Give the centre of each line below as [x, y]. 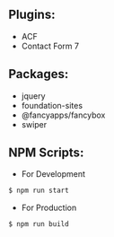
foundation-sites [52, 105]
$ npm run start [39, 191]
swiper [34, 124]
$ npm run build [39, 224]
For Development [53, 174]
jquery [33, 96]
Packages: [39, 74]
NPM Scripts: [46, 153]
